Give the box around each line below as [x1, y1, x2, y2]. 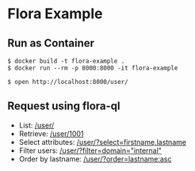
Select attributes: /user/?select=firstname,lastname [18, 137, 187, 146]
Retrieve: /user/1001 [18, 128, 84, 139]
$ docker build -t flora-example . [7, 57, 125, 65]
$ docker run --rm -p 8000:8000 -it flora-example [7, 64, 178, 72]
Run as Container [7, 36, 95, 50]
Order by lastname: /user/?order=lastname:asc [18, 154, 172, 163]
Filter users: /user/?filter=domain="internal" [18, 146, 162, 155]
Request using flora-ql [7, 100, 120, 113]
